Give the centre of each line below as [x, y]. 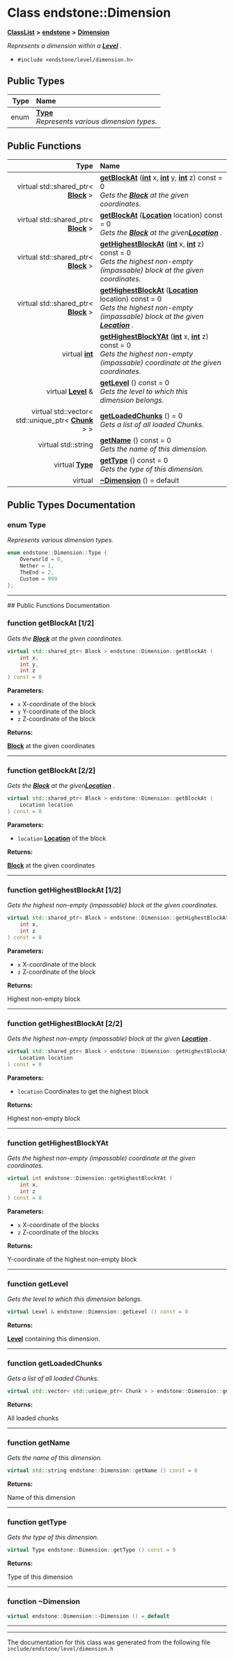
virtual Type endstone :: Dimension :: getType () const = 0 [92, 1550]
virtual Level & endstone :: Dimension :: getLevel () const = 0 [98, 1311]
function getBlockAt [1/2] [51, 623]
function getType [37, 1522]
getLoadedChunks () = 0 [141, 415]
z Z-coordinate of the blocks [58, 1232]
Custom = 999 [39, 579]
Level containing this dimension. [54, 1339]
